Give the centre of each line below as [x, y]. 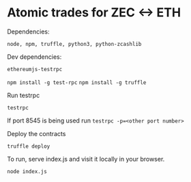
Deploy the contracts [36, 133]
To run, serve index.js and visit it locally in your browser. [86, 159]
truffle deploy [29, 146]
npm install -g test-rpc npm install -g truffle [77, 82]
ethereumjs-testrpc [35, 69]
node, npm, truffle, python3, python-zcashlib [74, 44]
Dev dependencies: [34, 57]
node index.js [27, 171]
